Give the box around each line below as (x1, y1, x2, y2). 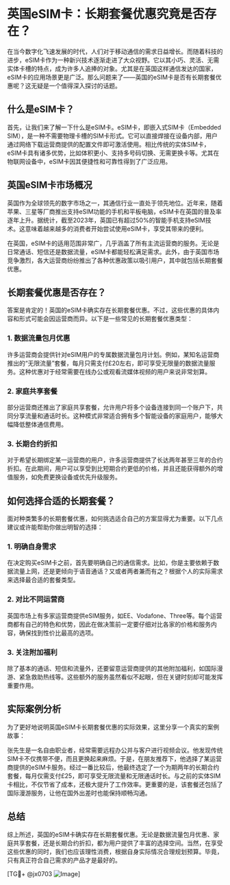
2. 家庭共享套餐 (7, 386, 58, 396)
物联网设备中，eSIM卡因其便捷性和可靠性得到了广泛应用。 (7, 157, 172, 165)
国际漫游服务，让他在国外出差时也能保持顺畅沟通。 (7, 788, 151, 797)
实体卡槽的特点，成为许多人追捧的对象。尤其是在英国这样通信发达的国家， (7, 64, 217, 73)
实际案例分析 (7, 703, 62, 715)
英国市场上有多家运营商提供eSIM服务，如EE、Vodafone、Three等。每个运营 (7, 611, 222, 620)
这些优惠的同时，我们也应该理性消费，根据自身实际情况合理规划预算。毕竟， (7, 847, 223, 856)
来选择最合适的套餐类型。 (7, 576, 79, 584)
